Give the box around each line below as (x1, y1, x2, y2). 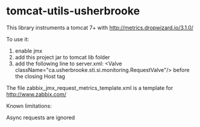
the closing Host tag (14, 72, 65, 80)
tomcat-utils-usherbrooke (6, 4, 140, 18)
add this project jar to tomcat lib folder (14, 53, 110, 61)
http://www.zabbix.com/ (6, 90, 67, 98)
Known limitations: (6, 102, 52, 109)
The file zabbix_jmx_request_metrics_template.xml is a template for (6, 84, 173, 91)
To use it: (6, 35, 30, 43)
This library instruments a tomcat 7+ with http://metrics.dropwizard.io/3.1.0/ (6, 24, 194, 31)
